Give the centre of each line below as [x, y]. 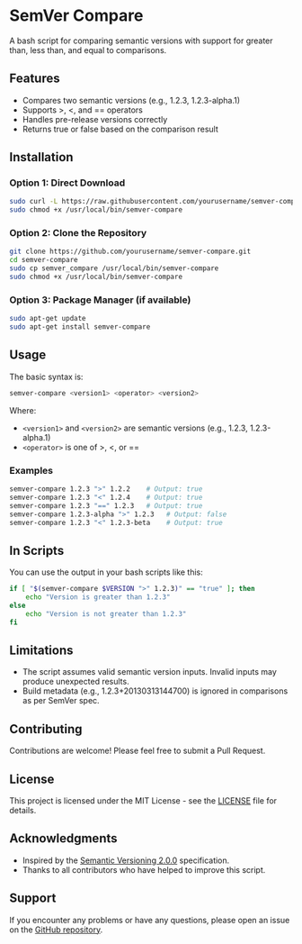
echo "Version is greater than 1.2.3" [98, 597]
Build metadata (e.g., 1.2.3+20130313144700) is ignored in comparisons [155, 691]
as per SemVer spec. [61, 701]
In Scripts [37, 550]
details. [23, 811]
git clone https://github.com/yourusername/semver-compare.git [130, 252]
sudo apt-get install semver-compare [80, 327]
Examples [31, 470]
